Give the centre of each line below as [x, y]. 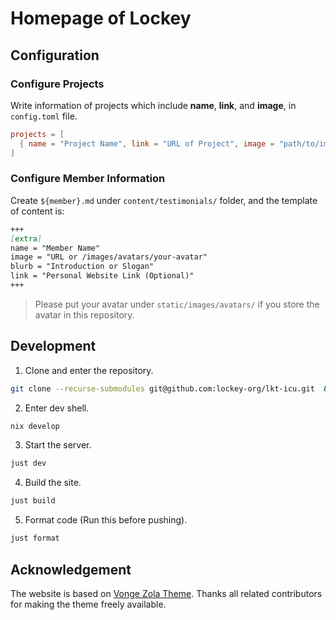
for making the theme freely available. [88, 604]
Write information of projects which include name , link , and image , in [153, 105]
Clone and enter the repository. [89, 370]
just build [33, 501]
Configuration [55, 55]
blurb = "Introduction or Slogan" [82, 267]
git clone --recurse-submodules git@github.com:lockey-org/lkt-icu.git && [171, 388]
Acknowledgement [71, 569]
